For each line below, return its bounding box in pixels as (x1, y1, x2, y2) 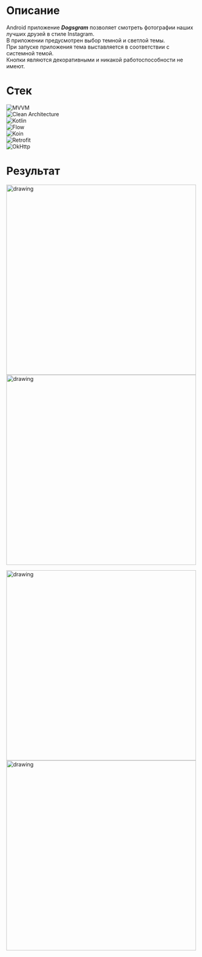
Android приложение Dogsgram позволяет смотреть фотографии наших (6, 24, 194, 31)
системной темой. (6, 49, 54, 57)
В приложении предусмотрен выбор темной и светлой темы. (6, 37, 166, 44)
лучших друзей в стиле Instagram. (6, 30, 95, 37)
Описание (6, 4, 60, 18)
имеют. (6, 62, 25, 70)
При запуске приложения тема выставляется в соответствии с (6, 43, 170, 50)
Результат (6, 164, 61, 178)
